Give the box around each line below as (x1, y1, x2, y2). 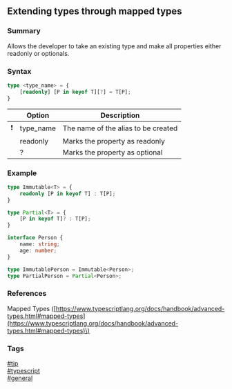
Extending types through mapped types (7, 6, 182, 17)
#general (7, 374, 33, 382)
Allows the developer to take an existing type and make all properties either (7, 41, 222, 50)
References (7, 289, 47, 299)
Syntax (7, 66, 32, 76)
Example (7, 168, 37, 178)
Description (100, 110, 140, 120)
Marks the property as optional (62, 148, 163, 157)
